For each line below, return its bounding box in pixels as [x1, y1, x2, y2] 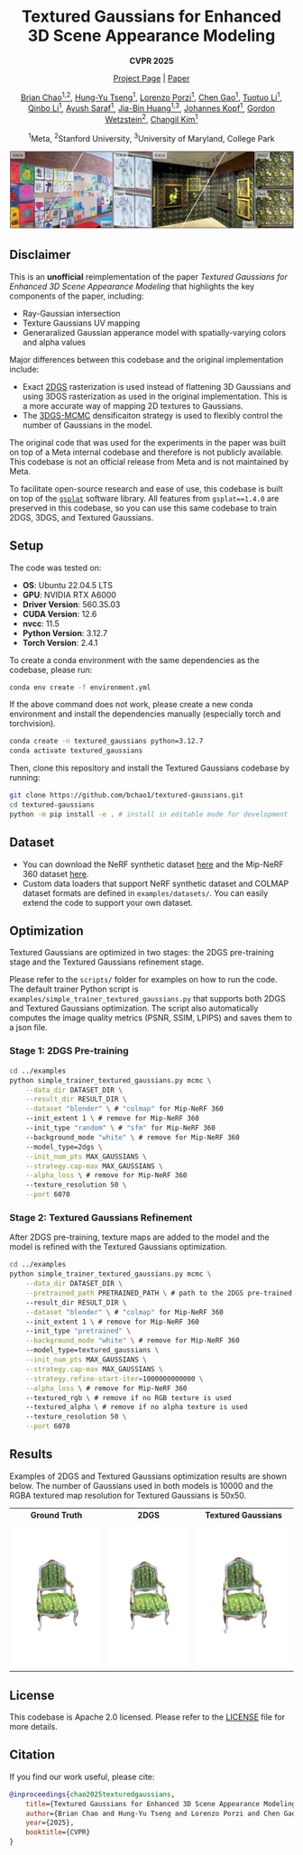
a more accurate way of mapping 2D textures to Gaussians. [22, 400, 243, 411]
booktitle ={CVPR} [25, 1828, 91, 1837]
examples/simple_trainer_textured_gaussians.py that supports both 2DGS [9, 993, 286, 1004]
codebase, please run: [9, 664, 93, 675]
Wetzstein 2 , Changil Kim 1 [105, 113, 198, 125]
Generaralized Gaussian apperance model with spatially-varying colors [22, 327, 287, 337]
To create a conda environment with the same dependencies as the [9, 654, 260, 665]
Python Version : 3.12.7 [22, 627, 108, 638]
